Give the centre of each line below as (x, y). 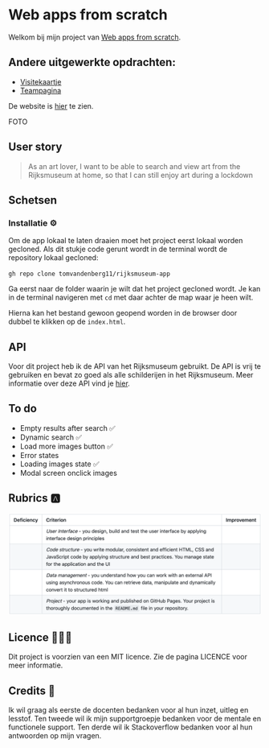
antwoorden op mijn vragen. (55, 736)
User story (35, 147)
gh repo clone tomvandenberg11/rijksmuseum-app (90, 274)
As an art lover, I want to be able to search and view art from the (134, 166)
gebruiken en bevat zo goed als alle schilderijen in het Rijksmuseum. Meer (131, 375)
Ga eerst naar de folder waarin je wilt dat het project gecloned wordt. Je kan (134, 289)
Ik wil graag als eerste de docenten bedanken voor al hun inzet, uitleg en (128, 710)
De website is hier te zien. (51, 105)
